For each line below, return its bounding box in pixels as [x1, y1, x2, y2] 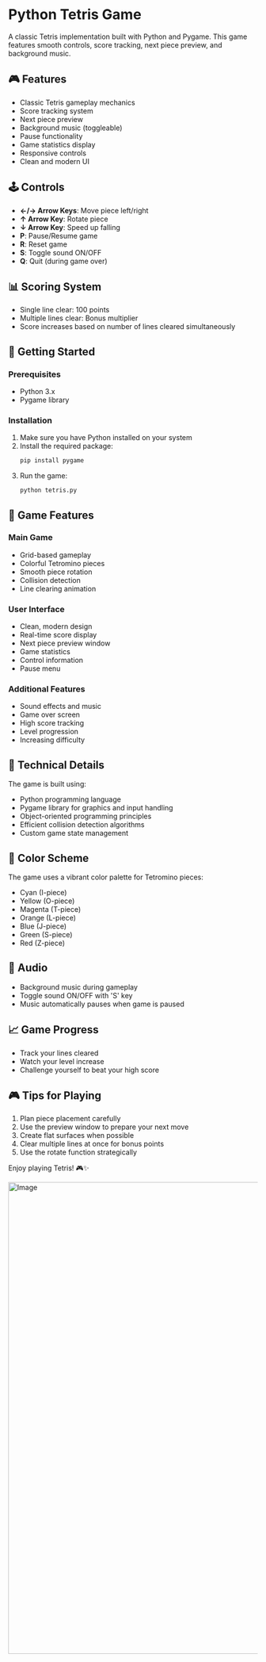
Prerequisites [8, 369, 61, 380]
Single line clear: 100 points [19, 305, 110, 315]
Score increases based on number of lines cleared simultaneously [19, 322, 236, 331]
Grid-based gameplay [19, 550, 92, 560]
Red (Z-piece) [19, 938, 66, 948]
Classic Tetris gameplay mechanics [19, 98, 136, 107]
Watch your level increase [19, 1056, 104, 1066]
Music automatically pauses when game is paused [19, 999, 184, 1009]
